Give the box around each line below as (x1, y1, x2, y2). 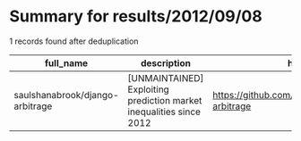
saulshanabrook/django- (13, 88, 119, 101)
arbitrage (13, 100, 53, 112)
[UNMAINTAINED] (127, 71, 204, 84)
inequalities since (127, 105, 202, 118)
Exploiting (127, 83, 170, 95)
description (140, 56, 191, 69)
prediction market (127, 94, 202, 106)
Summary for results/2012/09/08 (9, 6, 262, 27)
